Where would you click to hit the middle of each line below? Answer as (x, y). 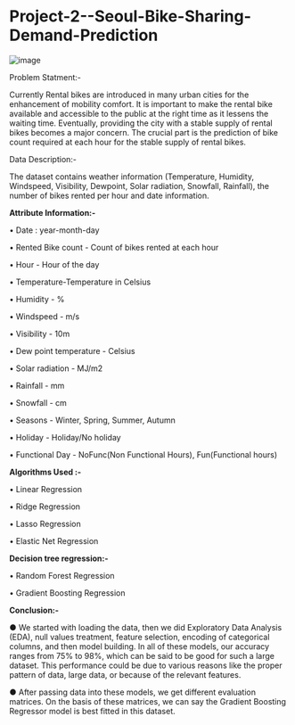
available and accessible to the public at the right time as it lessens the (139, 113)
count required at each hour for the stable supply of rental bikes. (128, 142)
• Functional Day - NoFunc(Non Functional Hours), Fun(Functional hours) (143, 454)
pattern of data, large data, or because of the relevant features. (125, 674)
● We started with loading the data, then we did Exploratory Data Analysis (146, 627)
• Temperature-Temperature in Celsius (80, 282)
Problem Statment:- (45, 77)
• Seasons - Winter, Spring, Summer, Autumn (92, 420)
